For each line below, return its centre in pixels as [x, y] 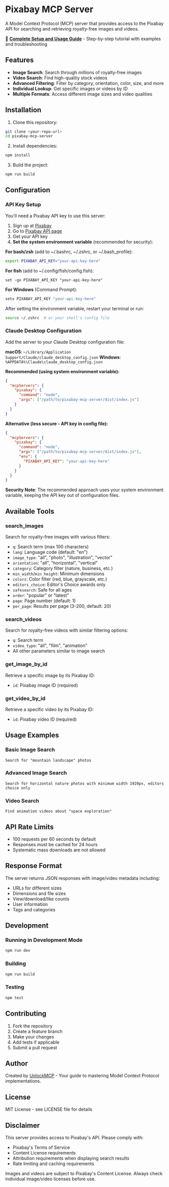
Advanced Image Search [36, 773]
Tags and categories [34, 909]
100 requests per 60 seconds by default [54, 839]
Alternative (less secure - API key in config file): [57, 424]
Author [16, 1063]
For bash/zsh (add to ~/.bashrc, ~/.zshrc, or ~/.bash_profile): [69, 251]
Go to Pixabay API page [37, 231]
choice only [18, 788]
